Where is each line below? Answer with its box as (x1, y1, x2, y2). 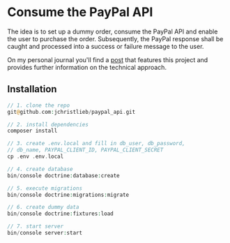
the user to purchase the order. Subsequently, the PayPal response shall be (7, 34, 224, 43)
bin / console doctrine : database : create (7, 172, 120, 179)
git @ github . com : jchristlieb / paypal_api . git (7, 108, 136, 115)
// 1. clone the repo (7, 102, 70, 109)
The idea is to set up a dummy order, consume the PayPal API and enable (7, 27, 218, 36)
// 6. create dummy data (7, 204, 79, 211)
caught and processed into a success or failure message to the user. (7, 42, 204, 50)
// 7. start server (7, 223, 64, 230)
